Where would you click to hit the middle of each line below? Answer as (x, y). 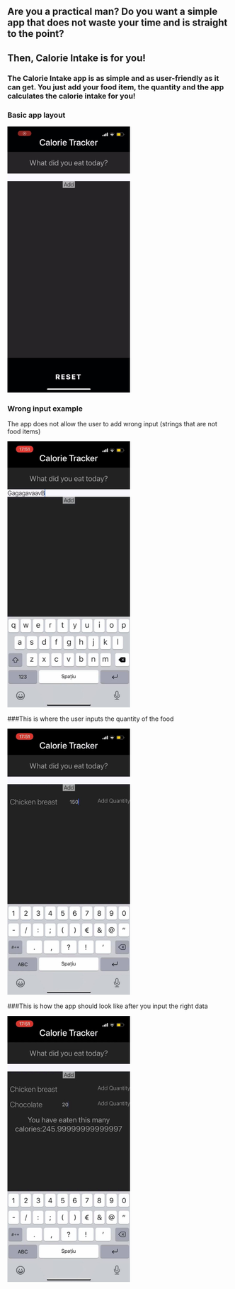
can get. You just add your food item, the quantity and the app (116, 87)
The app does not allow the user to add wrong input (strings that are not (113, 424)
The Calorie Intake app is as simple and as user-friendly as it (113, 78)
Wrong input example (45, 409)
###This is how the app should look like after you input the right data (108, 1006)
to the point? (36, 34)
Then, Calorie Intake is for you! (77, 58)
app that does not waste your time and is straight (117, 23)
